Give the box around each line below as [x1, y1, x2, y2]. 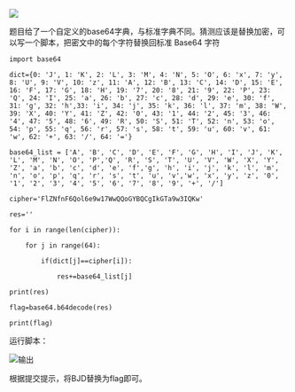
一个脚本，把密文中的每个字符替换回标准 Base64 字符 [24, 37, 221, 48]
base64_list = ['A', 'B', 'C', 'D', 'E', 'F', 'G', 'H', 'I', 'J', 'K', [9, 148, 283, 157]
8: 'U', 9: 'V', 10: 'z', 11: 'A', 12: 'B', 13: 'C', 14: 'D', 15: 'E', [9, 78, 283, 87]
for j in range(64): [25, 241, 101, 250]
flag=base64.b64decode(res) [9, 303, 113, 312]
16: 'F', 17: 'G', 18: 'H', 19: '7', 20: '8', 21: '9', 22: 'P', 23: [9, 86, 272, 95]
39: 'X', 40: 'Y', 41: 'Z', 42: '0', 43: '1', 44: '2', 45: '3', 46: [9, 109, 272, 118]
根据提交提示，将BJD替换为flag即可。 [9, 373, 148, 383]
